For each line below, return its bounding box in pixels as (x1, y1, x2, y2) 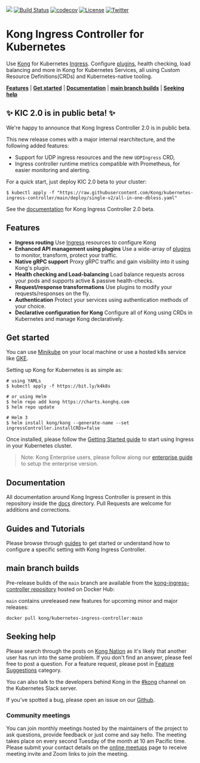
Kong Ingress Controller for (6, 28, 144, 41)
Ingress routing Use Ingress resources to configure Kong (14, 239, 156, 246)
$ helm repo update (6, 404, 55, 410)
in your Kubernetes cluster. (6, 442, 73, 449)
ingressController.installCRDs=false (6, 425, 100, 431)
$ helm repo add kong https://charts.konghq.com (6, 399, 130, 405)
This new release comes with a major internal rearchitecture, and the (6, 136, 175, 143)
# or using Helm (6, 393, 47, 400)
